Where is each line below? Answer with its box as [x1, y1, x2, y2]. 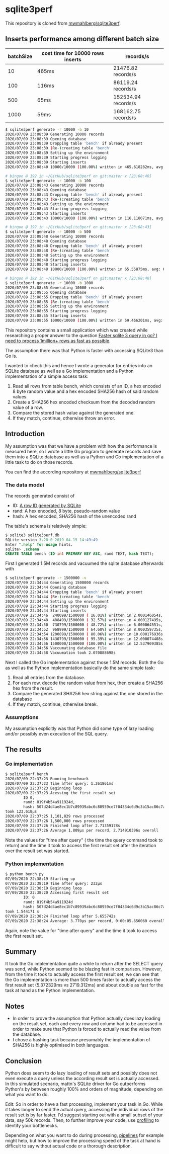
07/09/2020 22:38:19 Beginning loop [5, 885, 82, 891]
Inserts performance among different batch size [5, 35, 159, 43]
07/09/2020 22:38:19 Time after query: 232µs [5, 881, 102, 886]
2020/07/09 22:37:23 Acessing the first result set [5, 790, 116, 795]
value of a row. [12, 404, 44, 410]
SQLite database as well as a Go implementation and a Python [5, 368, 134, 374]
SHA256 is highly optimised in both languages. [12, 1042, 110, 1048]
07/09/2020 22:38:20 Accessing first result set [5, 890, 109, 895]
